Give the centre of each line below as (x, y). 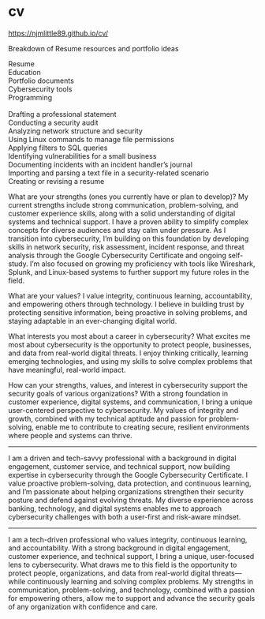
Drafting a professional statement (62, 114)
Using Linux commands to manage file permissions (91, 139)
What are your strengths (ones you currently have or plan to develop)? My (128, 197)
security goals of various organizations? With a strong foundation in (118, 393)
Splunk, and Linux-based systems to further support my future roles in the (129, 272)
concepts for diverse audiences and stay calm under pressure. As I (117, 230)
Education (24, 72)
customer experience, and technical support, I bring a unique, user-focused (131, 556)
